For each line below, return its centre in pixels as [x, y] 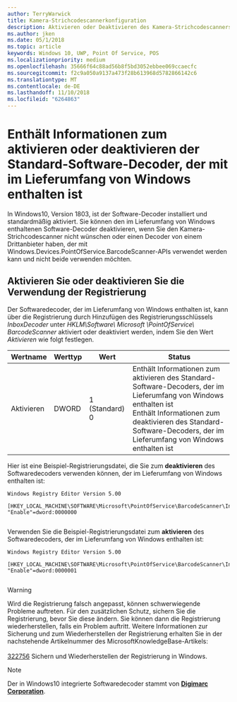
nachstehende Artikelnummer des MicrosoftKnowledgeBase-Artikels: [108, 641]
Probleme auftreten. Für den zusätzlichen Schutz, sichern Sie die [102, 611]
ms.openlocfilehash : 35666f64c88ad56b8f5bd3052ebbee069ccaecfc [102, 66]
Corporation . [26, 691]
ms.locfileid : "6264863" [44, 100]
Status [180, 356]
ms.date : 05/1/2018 [36, 40]
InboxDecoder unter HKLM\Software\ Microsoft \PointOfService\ [101, 324]
